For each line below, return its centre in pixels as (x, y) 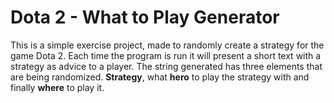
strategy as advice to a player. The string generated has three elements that (166, 66)
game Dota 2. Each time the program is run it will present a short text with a (166, 55)
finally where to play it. (57, 87)
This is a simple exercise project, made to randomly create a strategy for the (167, 45)
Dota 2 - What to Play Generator (145, 17)
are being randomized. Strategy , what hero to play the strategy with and (160, 77)
